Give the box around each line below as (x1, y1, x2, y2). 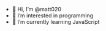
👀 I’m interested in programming (12, 12, 94, 19)
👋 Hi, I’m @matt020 (12, 6, 62, 13)
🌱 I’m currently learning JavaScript (12, 18, 100, 25)
